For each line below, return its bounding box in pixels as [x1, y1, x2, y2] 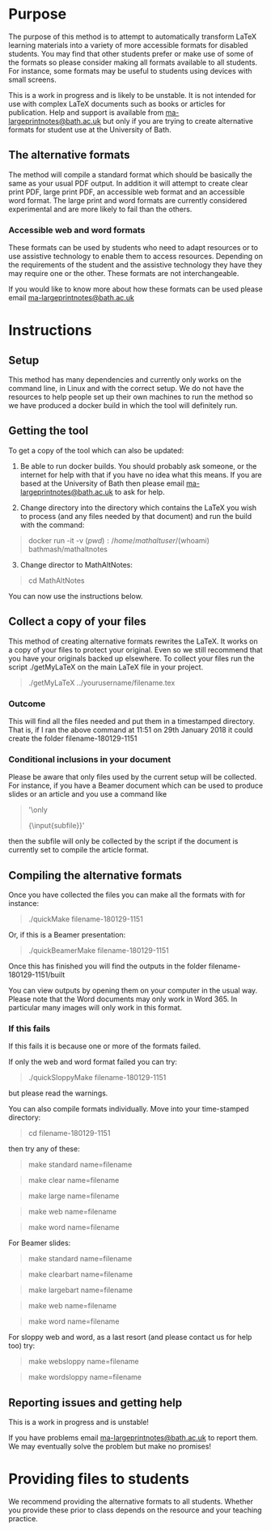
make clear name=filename [28, 1176, 120, 1185]
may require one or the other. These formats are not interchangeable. [8, 269, 239, 279]
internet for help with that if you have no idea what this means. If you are [19, 470, 262, 479]
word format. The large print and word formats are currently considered [8, 195, 248, 205]
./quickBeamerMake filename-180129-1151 [28, 946, 170, 955]
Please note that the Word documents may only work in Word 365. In [8, 994, 238, 1004]
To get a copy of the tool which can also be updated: [8, 445, 184, 455]
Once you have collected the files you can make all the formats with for [8, 890, 245, 899]
